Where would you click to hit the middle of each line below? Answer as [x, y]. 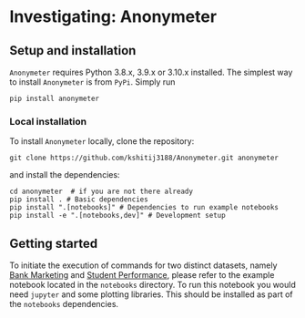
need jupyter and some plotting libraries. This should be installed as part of [151, 294]
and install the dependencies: [65, 175]
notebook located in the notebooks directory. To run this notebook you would [152, 285]
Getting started [54, 243]
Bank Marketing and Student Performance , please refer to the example [142, 275]
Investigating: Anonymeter [113, 17]
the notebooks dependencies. [64, 304]
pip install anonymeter [55, 98]
